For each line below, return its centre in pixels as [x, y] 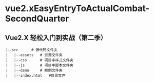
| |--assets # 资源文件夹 [34, 55]
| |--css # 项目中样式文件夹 [39, 60]
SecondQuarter [37, 19]
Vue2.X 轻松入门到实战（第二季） [56, 37]
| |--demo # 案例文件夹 [34, 70]
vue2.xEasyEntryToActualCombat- [77, 8]
